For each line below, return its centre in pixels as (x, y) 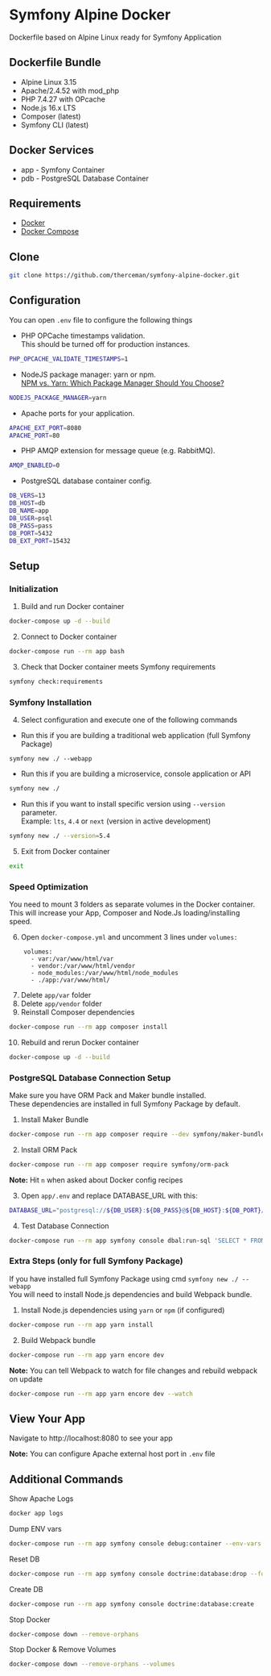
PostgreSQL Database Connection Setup (90, 1078)
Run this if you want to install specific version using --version (123, 803)
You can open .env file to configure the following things (101, 319)
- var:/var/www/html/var (72, 959)
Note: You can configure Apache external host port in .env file (112, 1454)
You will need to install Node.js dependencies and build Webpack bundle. (131, 1294)
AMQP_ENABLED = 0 (35, 465)
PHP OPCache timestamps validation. (83, 336)
